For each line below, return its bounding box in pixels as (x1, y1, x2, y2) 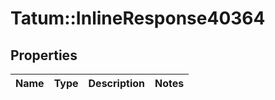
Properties (10, 47, 78, 64)
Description (88, 77, 145, 90)
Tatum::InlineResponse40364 (10, 7, 266, 30)
